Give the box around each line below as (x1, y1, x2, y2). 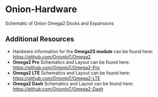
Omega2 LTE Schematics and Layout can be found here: (12, 70, 130, 76)
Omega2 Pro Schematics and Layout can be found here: (12, 59, 130, 65)
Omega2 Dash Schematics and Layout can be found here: (12, 80, 134, 86)
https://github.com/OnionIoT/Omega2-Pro (12, 64, 100, 70)
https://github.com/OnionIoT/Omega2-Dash (12, 86, 103, 92)
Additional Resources (5, 35, 74, 43)
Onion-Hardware (5, 4, 77, 15)
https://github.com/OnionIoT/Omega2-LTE (12, 75, 100, 81)
